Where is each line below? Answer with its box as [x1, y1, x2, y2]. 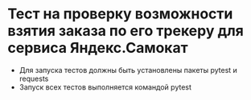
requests [19, 74, 49, 83]
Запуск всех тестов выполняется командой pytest [19, 82, 192, 92]
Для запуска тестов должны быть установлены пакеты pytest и [19, 65, 238, 74]
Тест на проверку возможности [7, 5, 233, 23]
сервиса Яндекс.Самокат [7, 39, 188, 57]
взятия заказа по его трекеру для [7, 22, 245, 40]
